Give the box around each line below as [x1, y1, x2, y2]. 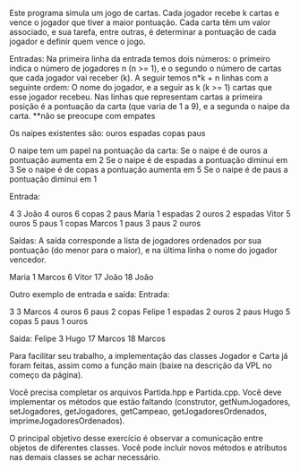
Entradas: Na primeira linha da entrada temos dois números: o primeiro [9, 54, 270, 64]
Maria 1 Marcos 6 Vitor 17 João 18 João [9, 272, 154, 282]
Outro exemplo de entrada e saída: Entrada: [9, 289, 170, 299]
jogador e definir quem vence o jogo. [9, 36, 146, 47]
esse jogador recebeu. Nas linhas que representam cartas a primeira [9, 91, 262, 102]
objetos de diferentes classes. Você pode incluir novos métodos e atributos [9, 442, 287, 453]
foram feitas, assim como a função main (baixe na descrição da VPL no [9, 360, 272, 371]
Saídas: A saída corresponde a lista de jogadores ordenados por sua [9, 235, 262, 245]
